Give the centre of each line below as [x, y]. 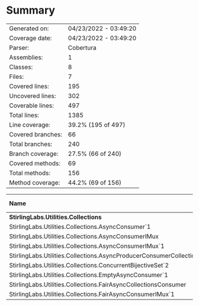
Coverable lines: [32, 106]
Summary [31, 10]
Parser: [19, 47]
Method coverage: [35, 183]
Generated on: [29, 28]
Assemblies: [26, 57]
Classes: [21, 67]
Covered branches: [36, 134]
